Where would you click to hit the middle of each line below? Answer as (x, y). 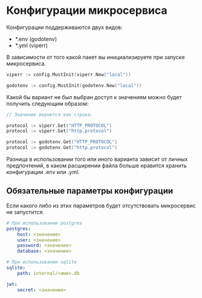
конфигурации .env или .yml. (43, 172)
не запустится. (25, 212)
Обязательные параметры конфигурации (90, 191)
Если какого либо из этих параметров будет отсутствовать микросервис (101, 206)
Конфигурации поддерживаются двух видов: (64, 27)
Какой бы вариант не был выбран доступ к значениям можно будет (94, 97)
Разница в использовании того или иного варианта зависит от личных (97, 159)
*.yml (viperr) (31, 45)
